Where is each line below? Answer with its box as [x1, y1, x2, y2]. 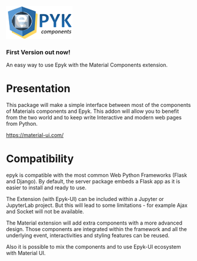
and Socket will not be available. [6, 208, 84, 215]
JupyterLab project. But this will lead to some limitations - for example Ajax [6, 202, 188, 209]
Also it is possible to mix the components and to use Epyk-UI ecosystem [6, 243, 181, 250]
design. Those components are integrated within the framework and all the [6, 226, 187, 233]
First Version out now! [6, 48, 71, 56]
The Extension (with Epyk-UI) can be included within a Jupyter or [6, 196, 164, 203]
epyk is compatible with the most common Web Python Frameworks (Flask [6, 172, 187, 179]
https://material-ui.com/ [6, 132, 64, 139]
